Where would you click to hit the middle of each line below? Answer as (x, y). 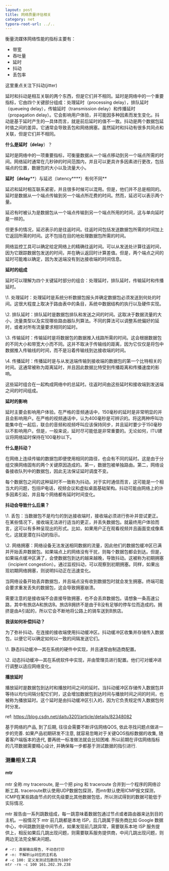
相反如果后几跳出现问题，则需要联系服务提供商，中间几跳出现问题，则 (91, 833)
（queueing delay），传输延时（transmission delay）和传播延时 (70, 109)
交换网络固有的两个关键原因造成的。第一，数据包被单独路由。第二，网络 (84, 465)
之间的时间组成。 (23, 391)
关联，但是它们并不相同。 (32, 134)
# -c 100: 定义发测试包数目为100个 (38, 860)
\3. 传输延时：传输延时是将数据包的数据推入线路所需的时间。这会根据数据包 (83, 338)
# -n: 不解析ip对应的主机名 (31, 855)
